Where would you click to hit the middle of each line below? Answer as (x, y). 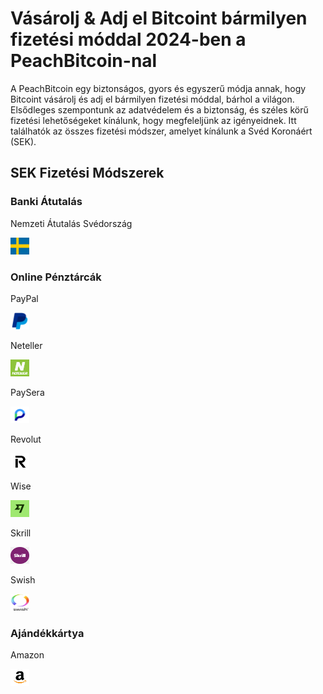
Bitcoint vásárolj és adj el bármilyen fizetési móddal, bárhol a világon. (152, 99)
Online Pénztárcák (56, 277)
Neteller (26, 345)
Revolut (26, 439)
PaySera (27, 392)
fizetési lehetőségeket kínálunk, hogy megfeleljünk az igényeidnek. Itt (153, 120)
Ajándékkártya (47, 633)
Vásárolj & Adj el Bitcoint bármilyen (159, 18)
